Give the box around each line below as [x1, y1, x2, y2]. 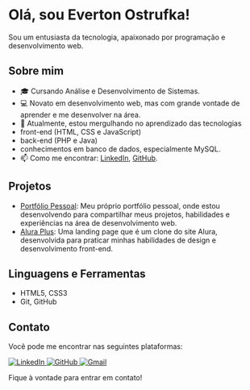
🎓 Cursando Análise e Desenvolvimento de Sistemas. [19, 86, 200, 96]
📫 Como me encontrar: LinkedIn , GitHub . [19, 153, 158, 163]
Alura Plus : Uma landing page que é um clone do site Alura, [19, 226, 218, 236]
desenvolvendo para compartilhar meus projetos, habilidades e [19, 210, 230, 219]
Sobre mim [8, 64, 65, 78]
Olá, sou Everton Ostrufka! [8, 6, 191, 24]
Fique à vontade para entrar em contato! [8, 373, 143, 383]
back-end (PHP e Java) [19, 135, 98, 145]
